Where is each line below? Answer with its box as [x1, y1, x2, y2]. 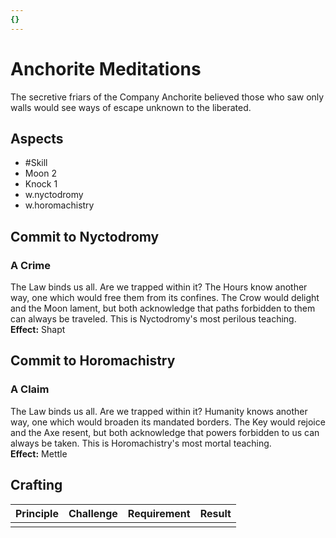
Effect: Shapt [10, 324, 66, 336]
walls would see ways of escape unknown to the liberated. [10, 101, 252, 113]
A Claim [10, 382, 50, 396]
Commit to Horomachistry [10, 352, 176, 370]
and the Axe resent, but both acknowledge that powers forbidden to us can [10, 426, 320, 438]
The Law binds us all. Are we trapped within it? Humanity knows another [10, 405, 308, 417]
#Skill [24, 157, 48, 169]
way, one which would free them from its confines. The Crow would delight [10, 292, 320, 304]
